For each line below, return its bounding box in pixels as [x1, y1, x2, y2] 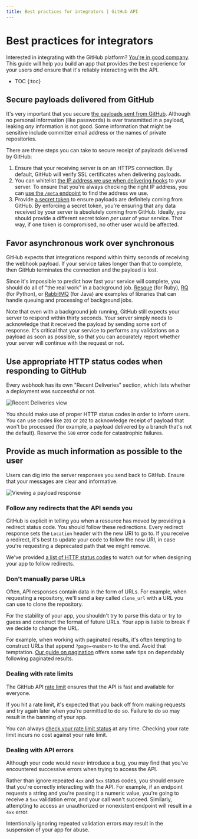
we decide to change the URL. [6, 625, 80, 632]
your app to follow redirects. [6, 560, 75, 567]
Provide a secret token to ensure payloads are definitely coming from [14, 196, 183, 203]
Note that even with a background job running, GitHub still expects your [6, 308, 180, 315]
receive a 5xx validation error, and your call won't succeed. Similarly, [6, 796, 173, 803]
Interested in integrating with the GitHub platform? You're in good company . [6, 54, 190, 61]
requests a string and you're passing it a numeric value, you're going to [6, 789, 179, 796]
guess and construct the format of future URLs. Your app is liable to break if [6, 618, 190, 626]
